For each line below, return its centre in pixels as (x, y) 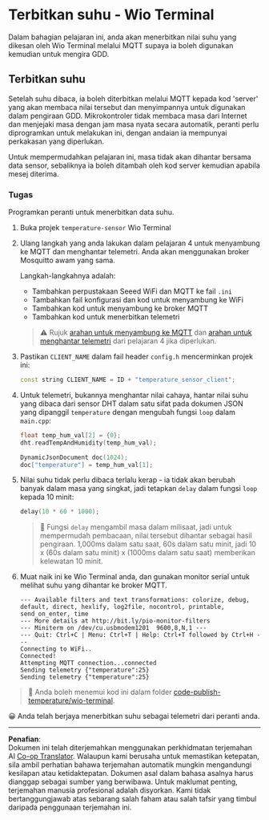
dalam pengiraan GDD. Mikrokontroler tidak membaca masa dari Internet (128, 116)
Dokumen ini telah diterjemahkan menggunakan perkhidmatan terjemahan (130, 748)
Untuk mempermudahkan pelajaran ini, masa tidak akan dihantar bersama (130, 156)
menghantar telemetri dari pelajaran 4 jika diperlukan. (128, 341)
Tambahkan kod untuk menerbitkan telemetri (106, 317)
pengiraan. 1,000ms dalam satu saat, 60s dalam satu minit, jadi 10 (148, 544)
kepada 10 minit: (47, 497)
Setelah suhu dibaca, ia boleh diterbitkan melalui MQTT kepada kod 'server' (133, 99)
